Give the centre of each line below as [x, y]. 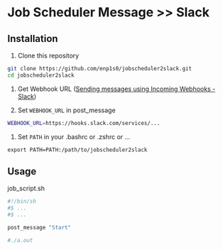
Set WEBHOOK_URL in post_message [66, 110]
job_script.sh [26, 188]
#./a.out [20, 240]
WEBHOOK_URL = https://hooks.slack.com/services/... [84, 123]
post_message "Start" [39, 228]
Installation [33, 39]
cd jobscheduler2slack [41, 75]
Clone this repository [48, 55]
